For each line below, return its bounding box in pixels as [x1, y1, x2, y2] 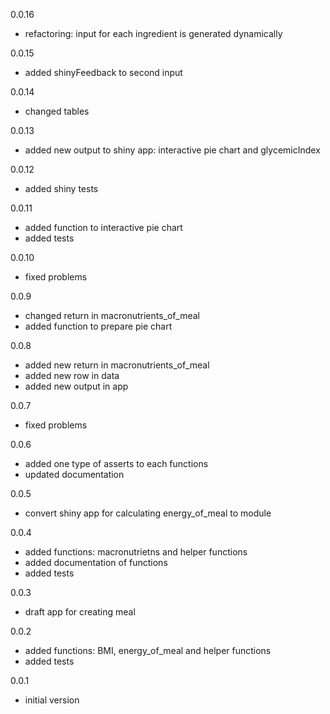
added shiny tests [24, 183, 99, 194]
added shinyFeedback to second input [24, 67, 183, 78]
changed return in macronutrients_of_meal [24, 310, 201, 321]
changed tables [24, 105, 90, 117]
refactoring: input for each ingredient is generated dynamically [24, 28, 283, 39]
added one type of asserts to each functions [24, 458, 209, 469]
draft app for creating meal [24, 606, 136, 618]
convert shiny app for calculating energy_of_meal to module [24, 507, 272, 519]
